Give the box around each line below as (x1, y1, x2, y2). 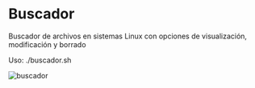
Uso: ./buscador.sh (8, 55, 72, 65)
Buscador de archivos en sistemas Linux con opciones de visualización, (8, 31, 248, 41)
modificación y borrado (8, 39, 86, 49)
